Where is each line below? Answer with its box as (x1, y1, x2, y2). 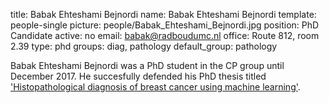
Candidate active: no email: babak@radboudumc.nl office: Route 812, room (10, 30, 320, 41)
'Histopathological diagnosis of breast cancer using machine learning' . (10, 81, 301, 93)
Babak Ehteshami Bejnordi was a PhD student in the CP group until (10, 60, 285, 71)
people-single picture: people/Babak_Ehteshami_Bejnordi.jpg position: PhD (10, 19, 320, 31)
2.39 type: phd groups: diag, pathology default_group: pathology (10, 40, 278, 52)
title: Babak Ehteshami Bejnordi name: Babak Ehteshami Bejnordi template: (10, 9, 317, 20)
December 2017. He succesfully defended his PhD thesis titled (10, 70, 267, 82)
